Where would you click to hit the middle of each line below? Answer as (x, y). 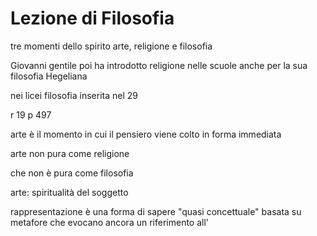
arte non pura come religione (70, 153)
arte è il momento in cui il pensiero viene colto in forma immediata (146, 134)
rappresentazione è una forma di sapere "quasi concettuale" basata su (156, 211)
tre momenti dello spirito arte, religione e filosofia (111, 46)
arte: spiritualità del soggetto (69, 192)
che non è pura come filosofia (72, 173)
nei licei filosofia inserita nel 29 (74, 95)
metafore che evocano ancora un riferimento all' (110, 222)
